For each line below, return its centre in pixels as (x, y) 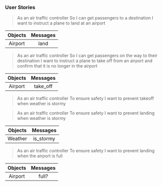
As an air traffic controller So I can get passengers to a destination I (85, 18)
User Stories (20, 7)
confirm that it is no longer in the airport (57, 66)
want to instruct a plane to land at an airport (61, 23)
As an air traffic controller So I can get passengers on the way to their (87, 56)
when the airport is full (40, 156)
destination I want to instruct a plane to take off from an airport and (85, 61)
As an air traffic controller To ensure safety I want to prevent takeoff (85, 98)
